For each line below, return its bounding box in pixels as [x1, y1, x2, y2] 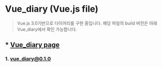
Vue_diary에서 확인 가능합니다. [17, 26, 77, 32]
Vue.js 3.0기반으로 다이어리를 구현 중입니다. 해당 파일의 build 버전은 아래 [17, 20, 158, 26]
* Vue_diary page [5, 41, 60, 49]
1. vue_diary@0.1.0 [5, 55, 51, 62]
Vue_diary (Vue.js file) [5, 3, 99, 15]
